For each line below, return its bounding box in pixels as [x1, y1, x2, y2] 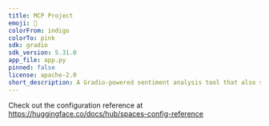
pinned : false [8, 64, 56, 72]
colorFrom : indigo [8, 26, 70, 34]
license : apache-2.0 [8, 71, 78, 79]
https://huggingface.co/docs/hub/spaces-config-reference [8, 108, 204, 118]
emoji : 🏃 [8, 19, 38, 27]
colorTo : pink [8, 33, 56, 42]
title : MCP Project [8, 11, 74, 20]
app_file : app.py [8, 57, 66, 65]
